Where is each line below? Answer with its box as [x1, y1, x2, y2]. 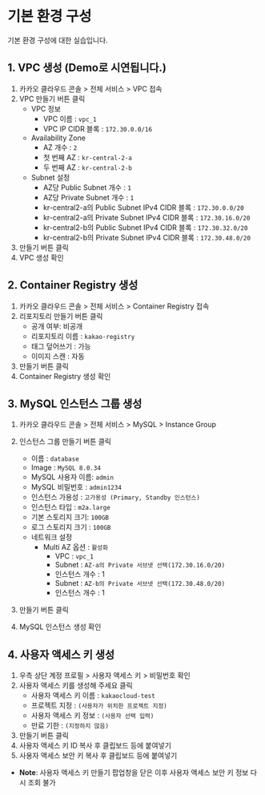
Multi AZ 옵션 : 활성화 [42, 543, 109, 552]
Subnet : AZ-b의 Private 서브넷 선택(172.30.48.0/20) [54, 579, 226, 588]
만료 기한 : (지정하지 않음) [30, 720, 110, 730]
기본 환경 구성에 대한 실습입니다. [7, 35, 109, 45]
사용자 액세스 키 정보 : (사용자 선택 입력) [30, 711, 155, 720]
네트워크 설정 [30, 532, 73, 542]
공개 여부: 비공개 [30, 321, 83, 331]
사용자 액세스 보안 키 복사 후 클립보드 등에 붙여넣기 [18, 751, 178, 761]
